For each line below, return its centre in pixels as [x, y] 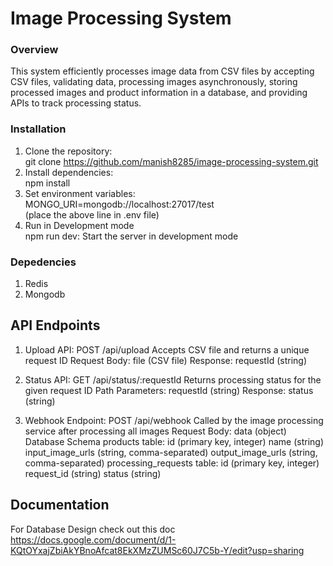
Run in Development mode [79, 225]
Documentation [60, 505]
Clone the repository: [68, 151]
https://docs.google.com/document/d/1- [93, 539]
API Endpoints [55, 325]
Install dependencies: [69, 172]
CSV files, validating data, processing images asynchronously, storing [154, 82]
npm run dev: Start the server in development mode [131, 236]
